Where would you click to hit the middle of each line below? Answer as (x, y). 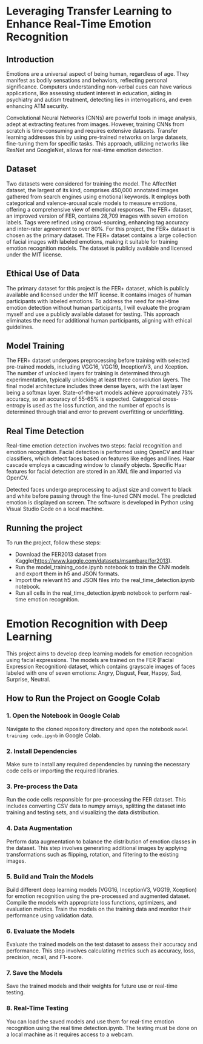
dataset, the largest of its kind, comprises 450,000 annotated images (92, 190)
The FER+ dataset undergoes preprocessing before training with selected (98, 360)
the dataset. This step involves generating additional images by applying (97, 848)
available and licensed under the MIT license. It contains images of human (99, 295)
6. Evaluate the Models (41, 931)
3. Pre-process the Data (42, 786)
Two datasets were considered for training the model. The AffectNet (92, 184)
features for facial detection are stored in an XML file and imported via (94, 472)
